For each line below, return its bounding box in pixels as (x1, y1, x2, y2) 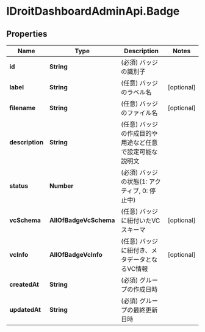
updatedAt (9, 306, 41, 314)
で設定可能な (121, 148, 158, 156)
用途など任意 (121, 139, 158, 147)
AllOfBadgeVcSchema (49, 216, 115, 224)
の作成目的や (121, 130, 158, 138)
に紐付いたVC (121, 216, 160, 224)
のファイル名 (121, 109, 158, 117)
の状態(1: (121, 177, 148, 186)
